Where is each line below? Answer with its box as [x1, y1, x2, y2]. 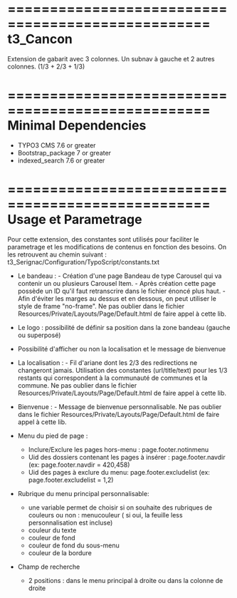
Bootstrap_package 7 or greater [17, 148, 112, 157]
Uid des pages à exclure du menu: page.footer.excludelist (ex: [28, 468, 210, 476]
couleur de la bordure [28, 548, 93, 557]
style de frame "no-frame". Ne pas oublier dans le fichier [17, 301, 185, 310]
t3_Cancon [7, 31, 73, 47]
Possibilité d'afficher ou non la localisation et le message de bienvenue [17, 344, 226, 353]
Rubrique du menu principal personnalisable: [17, 489, 149, 498]
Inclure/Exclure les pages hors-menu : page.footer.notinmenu [28, 445, 209, 453]
